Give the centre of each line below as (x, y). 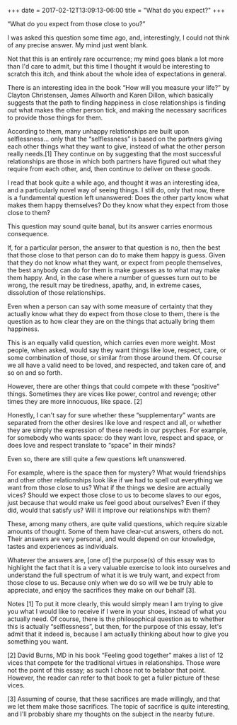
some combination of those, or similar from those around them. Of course (115, 358)
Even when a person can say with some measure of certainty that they (110, 306)
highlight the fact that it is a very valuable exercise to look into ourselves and (119, 568)
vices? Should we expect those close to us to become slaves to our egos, (114, 495)
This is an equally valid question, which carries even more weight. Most (111, 343)
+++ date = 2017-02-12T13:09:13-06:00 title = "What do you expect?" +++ (116, 10)
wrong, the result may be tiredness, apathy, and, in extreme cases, (104, 285)
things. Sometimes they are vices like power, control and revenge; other (112, 394)
